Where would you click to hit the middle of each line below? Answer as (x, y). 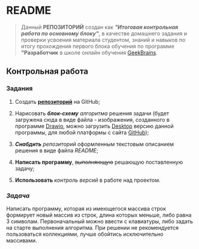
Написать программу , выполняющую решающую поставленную (99, 162)
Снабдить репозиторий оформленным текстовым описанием (94, 144)
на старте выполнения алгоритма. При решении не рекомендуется (92, 227)
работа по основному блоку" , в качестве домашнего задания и (104, 33)
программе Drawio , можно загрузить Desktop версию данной (94, 126)
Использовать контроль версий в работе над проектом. (88, 180)
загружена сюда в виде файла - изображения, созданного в (92, 119)
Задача (18, 196)
